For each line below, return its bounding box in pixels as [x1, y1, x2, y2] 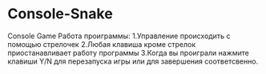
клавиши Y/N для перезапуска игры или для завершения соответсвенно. [7, 56, 259, 66]
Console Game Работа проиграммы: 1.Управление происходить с [7, 31, 231, 41]
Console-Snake [7, 5, 113, 23]
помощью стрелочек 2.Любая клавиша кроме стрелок [7, 39, 196, 49]
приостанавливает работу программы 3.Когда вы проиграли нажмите [7, 48, 249, 57]
